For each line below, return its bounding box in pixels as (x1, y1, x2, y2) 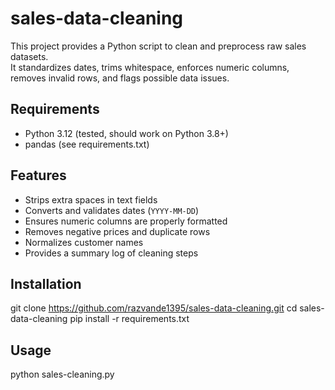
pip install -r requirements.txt (69, 313, 190, 325)
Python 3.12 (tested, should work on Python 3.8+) (24, 127, 229, 139)
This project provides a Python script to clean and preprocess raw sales (10, 40, 307, 52)
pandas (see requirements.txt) (24, 138, 150, 150)
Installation (10, 275, 82, 292)
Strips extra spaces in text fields (24, 193, 158, 206)
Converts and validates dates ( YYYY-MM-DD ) (24, 204, 200, 216)
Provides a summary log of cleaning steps (24, 247, 199, 259)
